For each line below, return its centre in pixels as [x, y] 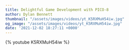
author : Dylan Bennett [29, 14]
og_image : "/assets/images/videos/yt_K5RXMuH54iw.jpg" [64, 24]
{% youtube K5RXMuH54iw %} [37, 42]
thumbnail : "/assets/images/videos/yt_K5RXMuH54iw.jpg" [65, 19]
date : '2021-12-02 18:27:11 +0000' [42, 28]
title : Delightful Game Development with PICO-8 [57, 10]
